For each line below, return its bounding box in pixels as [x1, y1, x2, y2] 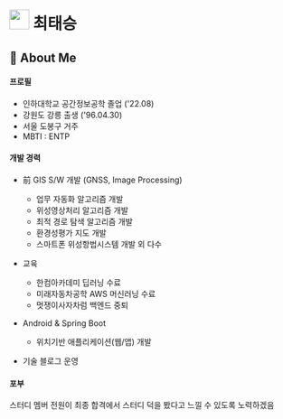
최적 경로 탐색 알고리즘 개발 [35, 216, 133, 227]
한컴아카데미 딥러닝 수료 [35, 276, 122, 288]
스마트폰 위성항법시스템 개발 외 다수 [35, 238, 163, 249]
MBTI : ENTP [22, 131, 71, 142]
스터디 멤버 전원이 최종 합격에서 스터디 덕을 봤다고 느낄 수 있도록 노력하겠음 [9, 400, 275, 411]
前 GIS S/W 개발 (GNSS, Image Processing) [22, 174, 183, 185]
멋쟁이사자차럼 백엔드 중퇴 [35, 299, 129, 311]
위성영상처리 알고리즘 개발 [35, 204, 129, 216]
